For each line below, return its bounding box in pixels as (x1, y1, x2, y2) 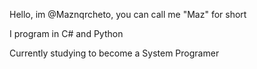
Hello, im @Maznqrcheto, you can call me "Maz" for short (9, 9, 247, 20)
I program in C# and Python (9, 28, 124, 39)
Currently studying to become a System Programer (9, 47, 220, 59)
